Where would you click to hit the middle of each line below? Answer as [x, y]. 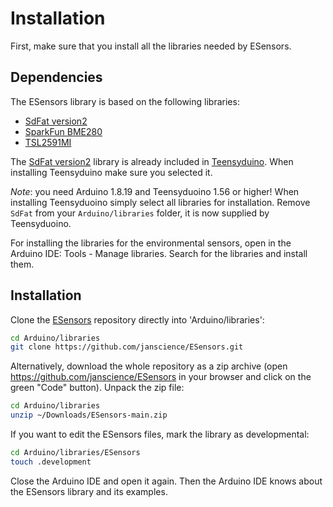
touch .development [51, 462]
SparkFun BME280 [63, 131]
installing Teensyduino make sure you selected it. [111, 172]
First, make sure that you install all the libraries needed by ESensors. [151, 46]
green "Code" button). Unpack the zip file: [97, 388]
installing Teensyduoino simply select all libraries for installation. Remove [160, 202]
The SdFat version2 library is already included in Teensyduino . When [152, 161]
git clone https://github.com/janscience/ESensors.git [127, 347]
